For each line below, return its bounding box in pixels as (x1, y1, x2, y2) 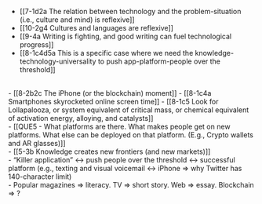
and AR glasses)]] (8, 139, 66, 148)
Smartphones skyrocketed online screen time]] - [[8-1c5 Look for (8, 97, 219, 106)
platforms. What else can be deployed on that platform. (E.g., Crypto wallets (8, 130, 253, 140)
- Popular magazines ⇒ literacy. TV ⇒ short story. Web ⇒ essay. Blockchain (8, 180, 255, 189)
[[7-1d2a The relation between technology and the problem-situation (19, 7, 242, 16)
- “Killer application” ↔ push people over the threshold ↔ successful (8, 155, 235, 164)
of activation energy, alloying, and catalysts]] (8, 114, 154, 122)
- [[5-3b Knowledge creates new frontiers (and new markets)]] (8, 147, 211, 156)
